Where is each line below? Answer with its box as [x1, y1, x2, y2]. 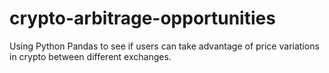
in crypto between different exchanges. [9, 50, 172, 62]
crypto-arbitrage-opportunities [9, 7, 276, 30]
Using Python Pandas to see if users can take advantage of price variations [9, 40, 320, 52]
